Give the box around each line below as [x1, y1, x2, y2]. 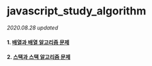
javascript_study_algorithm [7, 4, 147, 18]
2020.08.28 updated [7, 24, 59, 31]
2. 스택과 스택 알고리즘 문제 [7, 53, 71, 61]
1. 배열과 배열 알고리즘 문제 [7, 38, 70, 46]
